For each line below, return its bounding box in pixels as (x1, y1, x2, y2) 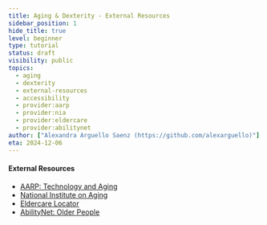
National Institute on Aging (19, 190, 108, 199)
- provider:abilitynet (15, 124, 91, 132)
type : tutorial (8, 42, 59, 50)
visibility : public (8, 57, 74, 65)
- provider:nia (15, 109, 67, 117)
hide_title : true (8, 27, 67, 35)
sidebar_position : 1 (8, 19, 78, 27)
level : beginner (8, 34, 63, 43)
